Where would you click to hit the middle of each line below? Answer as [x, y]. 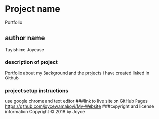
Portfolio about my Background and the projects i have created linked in [77, 73]
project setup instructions [37, 90]
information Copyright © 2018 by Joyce [45, 112]
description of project [31, 62]
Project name [33, 9]
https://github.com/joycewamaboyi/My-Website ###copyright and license [79, 106]
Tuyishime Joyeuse [24, 49]
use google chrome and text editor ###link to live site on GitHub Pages [76, 101]
